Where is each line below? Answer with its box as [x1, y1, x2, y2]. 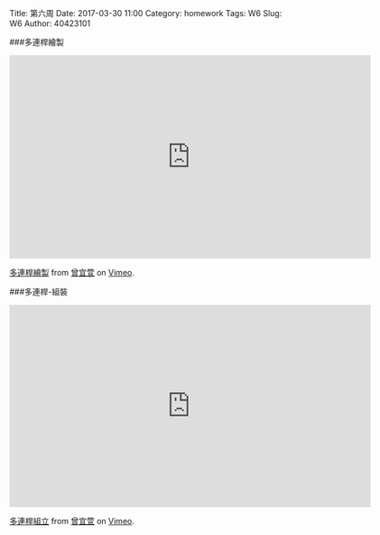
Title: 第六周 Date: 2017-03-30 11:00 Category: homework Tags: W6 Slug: [9, 8, 283, 18]
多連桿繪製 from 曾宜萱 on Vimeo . [9, 267, 135, 277]
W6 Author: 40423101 [9, 18, 91, 29]
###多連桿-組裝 [9, 286, 69, 296]
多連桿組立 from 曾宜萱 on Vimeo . [9, 516, 135, 526]
